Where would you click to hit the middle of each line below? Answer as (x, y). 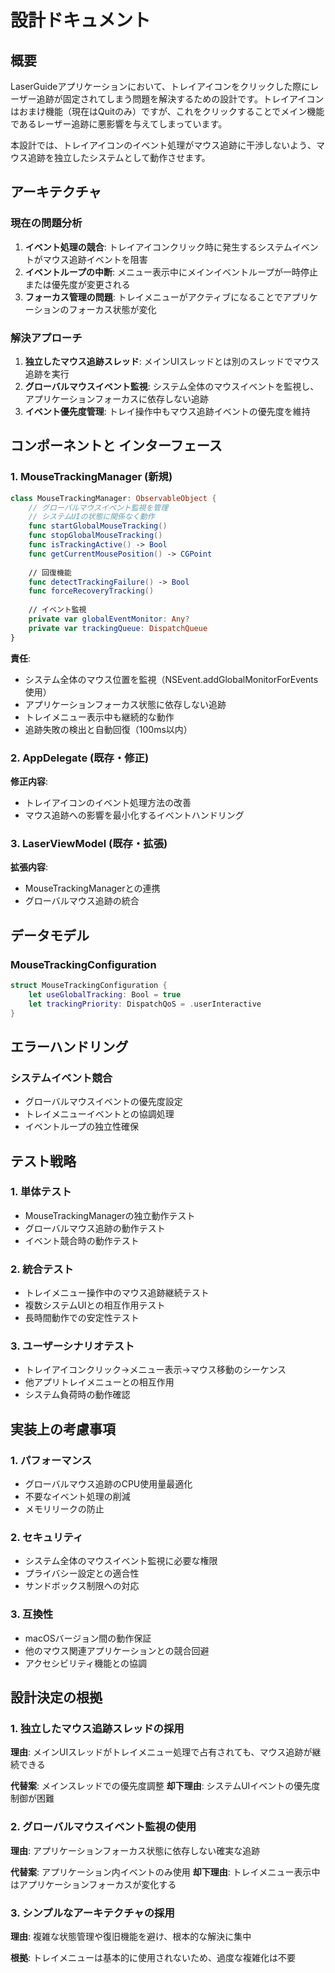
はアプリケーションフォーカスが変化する (93, 1884)
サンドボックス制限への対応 (82, 1586)
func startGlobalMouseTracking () (98, 526)
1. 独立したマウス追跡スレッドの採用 (97, 1729)
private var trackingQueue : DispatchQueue (118, 628)
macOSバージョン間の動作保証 (88, 1638)
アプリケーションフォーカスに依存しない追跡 (117, 398)
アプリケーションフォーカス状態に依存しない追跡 (125, 704)
